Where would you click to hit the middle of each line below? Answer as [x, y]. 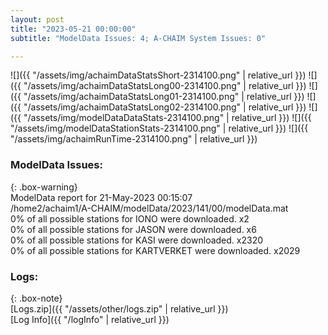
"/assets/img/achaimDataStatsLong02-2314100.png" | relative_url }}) [165, 107]
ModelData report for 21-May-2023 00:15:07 [101, 197]
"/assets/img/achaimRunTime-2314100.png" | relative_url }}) [134, 139]
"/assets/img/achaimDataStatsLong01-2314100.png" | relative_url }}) [164, 97]
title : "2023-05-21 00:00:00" [73, 29]
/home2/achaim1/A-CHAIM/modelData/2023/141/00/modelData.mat [149, 208]
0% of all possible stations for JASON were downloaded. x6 [133, 229]
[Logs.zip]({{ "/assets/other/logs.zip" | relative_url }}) [119, 308]
